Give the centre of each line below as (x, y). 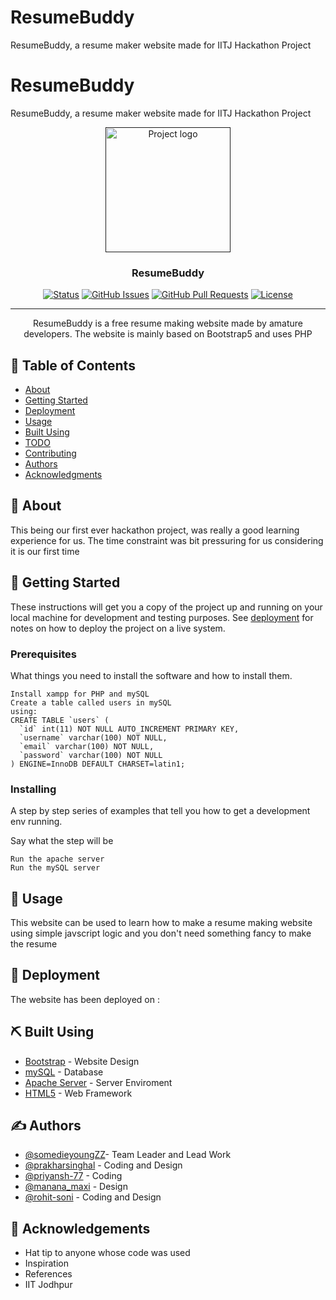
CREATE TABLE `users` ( (60, 720)
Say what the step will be (62, 841)
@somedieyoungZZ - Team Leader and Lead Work (128, 1155)
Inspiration (46, 1263)
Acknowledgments (63, 474)
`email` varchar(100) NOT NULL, (87, 746)
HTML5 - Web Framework (78, 1093)
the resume (34, 944)
